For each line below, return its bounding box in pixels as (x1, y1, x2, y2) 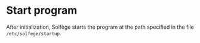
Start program (6, 4, 78, 17)
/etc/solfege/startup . (6, 29, 61, 36)
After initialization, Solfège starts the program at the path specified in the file (6, 23, 194, 30)
